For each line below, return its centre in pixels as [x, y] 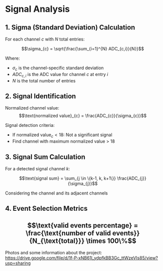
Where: [13, 58]
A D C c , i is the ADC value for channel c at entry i [60, 75]
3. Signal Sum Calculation [45, 157]
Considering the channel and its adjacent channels [57, 193]
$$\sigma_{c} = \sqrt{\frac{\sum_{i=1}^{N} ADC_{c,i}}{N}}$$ [83, 49]
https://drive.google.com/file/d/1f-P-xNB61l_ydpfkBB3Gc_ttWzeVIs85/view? [82, 258]
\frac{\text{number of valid [68, 233]
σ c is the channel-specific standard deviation [58, 69]
